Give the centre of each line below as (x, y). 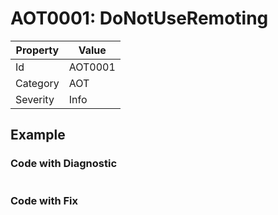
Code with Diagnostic (64, 164)
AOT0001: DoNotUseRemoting (139, 18)
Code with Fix (44, 200)
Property (37, 50)
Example (38, 135)
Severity (35, 99)
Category (37, 83)
